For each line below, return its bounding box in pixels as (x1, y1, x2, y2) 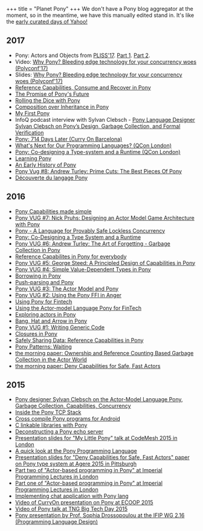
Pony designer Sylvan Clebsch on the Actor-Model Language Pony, (14, 396, 183, 403)
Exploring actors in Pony (14, 310, 76, 318)
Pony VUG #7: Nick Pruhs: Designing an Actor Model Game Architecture (14, 214, 195, 221)
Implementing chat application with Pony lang (14, 492, 129, 499)
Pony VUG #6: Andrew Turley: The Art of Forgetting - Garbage (14, 239, 170, 247)
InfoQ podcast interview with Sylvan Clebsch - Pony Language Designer (14, 116, 195, 123)
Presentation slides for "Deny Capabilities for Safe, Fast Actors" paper (14, 454, 190, 461)
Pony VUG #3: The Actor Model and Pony (14, 285, 119, 292)
